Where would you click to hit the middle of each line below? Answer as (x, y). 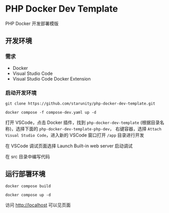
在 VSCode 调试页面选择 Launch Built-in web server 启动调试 (69, 146)
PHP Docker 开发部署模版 (32, 23)
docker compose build (28, 186)
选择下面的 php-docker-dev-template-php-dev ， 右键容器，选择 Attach (89, 129)
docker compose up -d (28, 195)
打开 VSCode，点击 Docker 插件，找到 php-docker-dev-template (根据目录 (82, 122)
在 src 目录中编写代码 (28, 156)
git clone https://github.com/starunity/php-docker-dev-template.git (80, 103)
